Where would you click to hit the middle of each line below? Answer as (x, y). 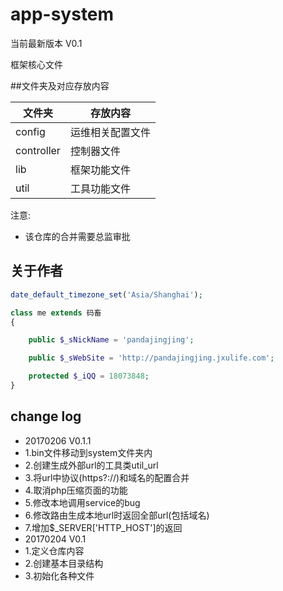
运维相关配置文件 (110, 132)
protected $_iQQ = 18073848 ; (89, 376)
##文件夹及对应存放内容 (60, 85)
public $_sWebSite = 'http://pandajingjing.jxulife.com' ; (151, 358)
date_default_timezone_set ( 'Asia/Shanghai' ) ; (106, 294)
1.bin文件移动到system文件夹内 (88, 452)
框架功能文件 (100, 170)
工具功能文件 (100, 188)
